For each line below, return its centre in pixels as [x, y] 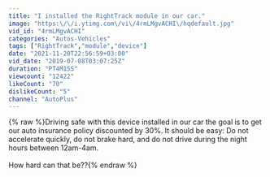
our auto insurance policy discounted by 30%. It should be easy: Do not [129, 131]
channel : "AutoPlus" [44, 99]
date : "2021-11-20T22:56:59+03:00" [69, 54]
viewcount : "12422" [41, 76]
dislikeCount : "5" [39, 91]
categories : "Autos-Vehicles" [60, 39]
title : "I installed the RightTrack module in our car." [107, 16]
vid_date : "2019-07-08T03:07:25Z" [67, 62]
